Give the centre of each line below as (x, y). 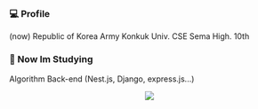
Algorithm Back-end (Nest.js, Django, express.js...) (102, 79)
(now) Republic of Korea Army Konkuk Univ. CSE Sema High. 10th (129, 36)
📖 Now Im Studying (51, 59)
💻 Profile (30, 13)
